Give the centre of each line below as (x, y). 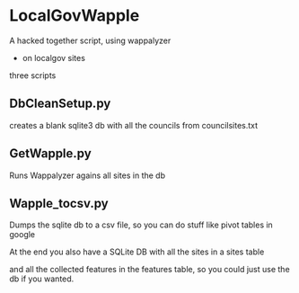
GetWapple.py (50, 154)
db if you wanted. (42, 279)
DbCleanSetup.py (60, 104)
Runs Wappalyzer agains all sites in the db (88, 175)
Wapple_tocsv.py (59, 203)
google (22, 235)
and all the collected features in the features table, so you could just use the (149, 270)
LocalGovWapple (75, 16)
